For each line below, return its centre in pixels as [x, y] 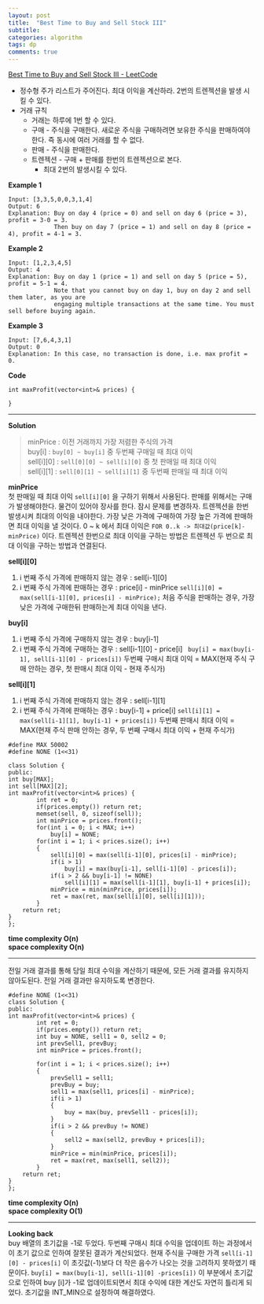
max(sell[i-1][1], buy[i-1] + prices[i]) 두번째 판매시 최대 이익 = [127, 720]
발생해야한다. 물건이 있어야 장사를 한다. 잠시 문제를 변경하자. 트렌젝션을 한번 [132, 506]
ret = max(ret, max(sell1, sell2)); [110, 1161]
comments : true [33, 52]
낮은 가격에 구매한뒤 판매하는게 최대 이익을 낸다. [93, 607]
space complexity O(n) [46, 947]
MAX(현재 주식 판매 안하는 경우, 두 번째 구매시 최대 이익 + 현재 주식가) [127, 730]
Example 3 [26, 326]
